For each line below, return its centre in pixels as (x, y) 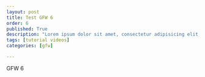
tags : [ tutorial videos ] (38, 40)
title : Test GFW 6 (30, 18)
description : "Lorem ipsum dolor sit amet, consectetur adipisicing (95, 35)
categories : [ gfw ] (30, 46)
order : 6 (17, 23)
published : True (27, 29)
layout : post (23, 12)
